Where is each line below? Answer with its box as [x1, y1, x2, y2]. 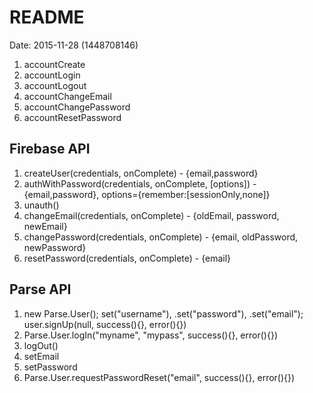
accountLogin [23, 69, 81, 81]
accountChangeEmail [23, 90, 112, 102]
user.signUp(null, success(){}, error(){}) [23, 318, 187, 330]
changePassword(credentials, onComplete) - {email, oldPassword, [23, 231, 299, 243]
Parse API [9, 281, 72, 298]
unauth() [23, 199, 60, 211]
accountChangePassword [23, 101, 131, 113]
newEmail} [23, 220, 68, 232]
